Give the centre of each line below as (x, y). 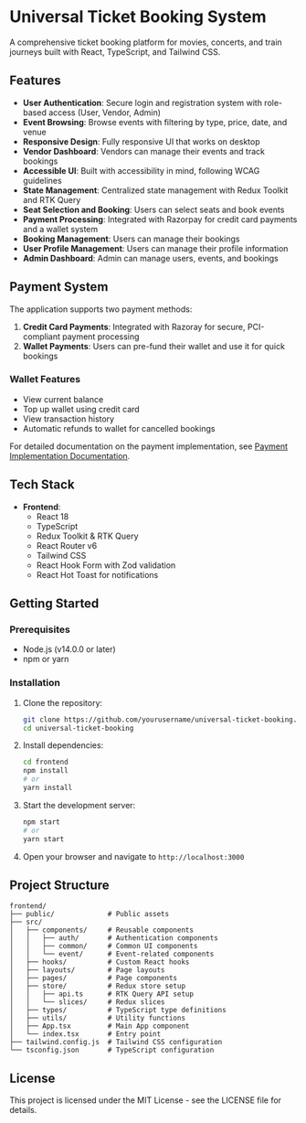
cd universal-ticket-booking (78, 728)
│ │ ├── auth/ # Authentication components (114, 938)
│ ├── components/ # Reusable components (102, 930)
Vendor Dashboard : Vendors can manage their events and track (143, 151)
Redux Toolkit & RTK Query (87, 536)
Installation (35, 683)
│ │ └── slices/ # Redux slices (88, 1002)
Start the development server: (79, 805)
